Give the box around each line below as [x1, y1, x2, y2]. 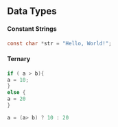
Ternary [7, 55, 31, 63]
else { [7, 89, 26, 96]
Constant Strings [7, 24, 57, 33]
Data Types [7, 5, 57, 17]
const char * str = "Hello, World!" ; [7, 40, 112, 47]
